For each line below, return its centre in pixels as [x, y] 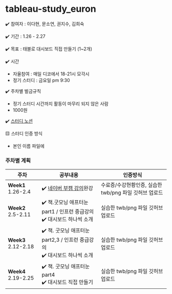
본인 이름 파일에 [28, 146]
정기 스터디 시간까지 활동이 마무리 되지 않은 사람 [60, 104]
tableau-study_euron [51, 9]
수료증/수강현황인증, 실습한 [131, 185]
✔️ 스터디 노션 [19, 121]
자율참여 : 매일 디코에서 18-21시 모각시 [51, 74]
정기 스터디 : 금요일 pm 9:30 [41, 80]
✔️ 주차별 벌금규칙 [23, 91]
